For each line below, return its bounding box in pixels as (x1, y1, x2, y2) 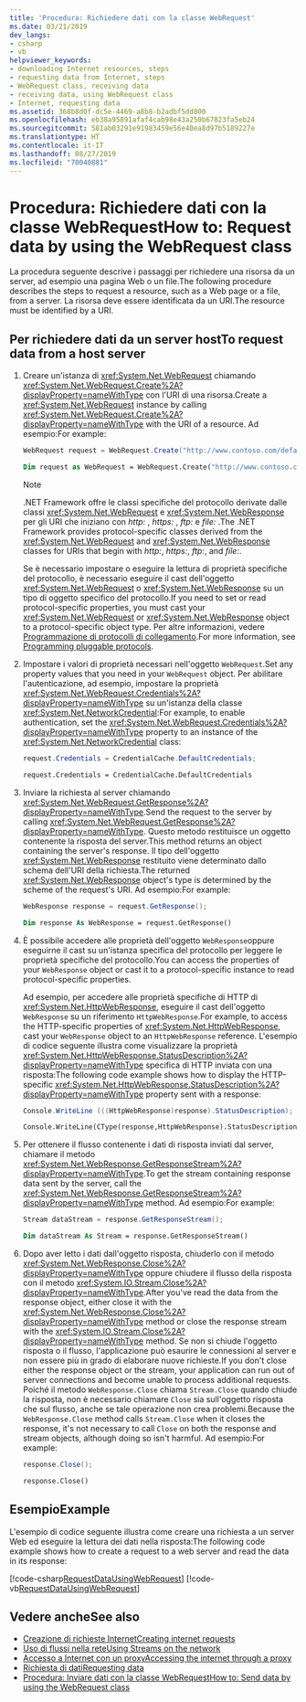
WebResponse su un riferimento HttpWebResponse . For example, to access (22, 1011, 288, 1022)
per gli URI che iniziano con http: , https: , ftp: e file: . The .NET (22, 516, 256, 527)
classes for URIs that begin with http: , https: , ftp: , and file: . (22, 546, 242, 556)
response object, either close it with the (22, 1297, 172, 1307)
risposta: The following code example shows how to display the (22, 1069, 260, 1080)
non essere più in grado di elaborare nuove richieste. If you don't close (22, 1355, 288, 1366)
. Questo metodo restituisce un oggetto (142, 825, 290, 836)
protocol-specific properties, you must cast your (22, 602, 206, 612)
